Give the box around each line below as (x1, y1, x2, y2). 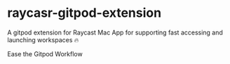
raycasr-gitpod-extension (7, 5, 162, 21)
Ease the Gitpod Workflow (7, 49, 83, 58)
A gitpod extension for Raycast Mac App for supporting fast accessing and (7, 28, 223, 37)
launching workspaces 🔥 (7, 35, 79, 44)
